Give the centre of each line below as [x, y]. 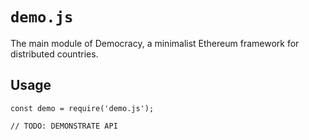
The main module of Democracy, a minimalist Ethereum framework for [155, 43]
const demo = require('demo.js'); [82, 108]
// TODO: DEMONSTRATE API [64, 126]
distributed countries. [54, 54]
